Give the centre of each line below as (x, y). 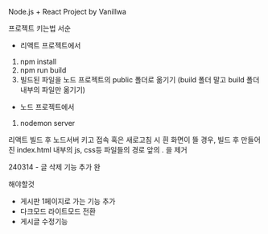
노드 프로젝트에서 (47, 107)
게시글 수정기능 (44, 221)
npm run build (43, 70)
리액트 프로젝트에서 (50, 45)
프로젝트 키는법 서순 (39, 28)
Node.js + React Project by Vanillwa (68, 12)
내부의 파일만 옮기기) (53, 90)
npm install (38, 61)
